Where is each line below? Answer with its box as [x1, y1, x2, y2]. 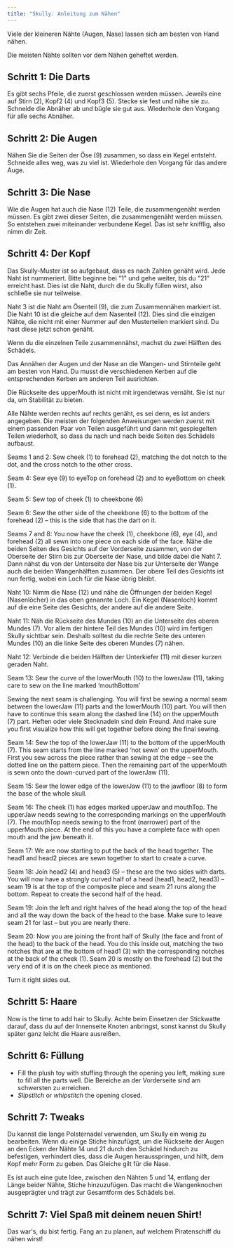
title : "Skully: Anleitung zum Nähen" [7, 10, 121, 18]
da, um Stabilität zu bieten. [7, 395, 85, 404]
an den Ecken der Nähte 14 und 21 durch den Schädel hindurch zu [7, 1145, 198, 1153]
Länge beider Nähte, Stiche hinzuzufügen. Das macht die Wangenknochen [7, 1181, 223, 1189]
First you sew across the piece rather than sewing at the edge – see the [7, 753, 214, 761]
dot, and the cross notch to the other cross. [7, 460, 133, 468]
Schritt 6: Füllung [7, 1050, 84, 1062]
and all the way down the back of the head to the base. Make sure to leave [7, 911, 223, 919]
